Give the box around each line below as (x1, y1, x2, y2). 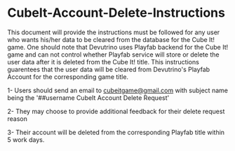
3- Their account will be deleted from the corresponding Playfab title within (7, 128, 225, 136)
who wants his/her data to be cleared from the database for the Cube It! (7, 35, 215, 43)
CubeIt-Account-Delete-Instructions (7, 5, 226, 21)
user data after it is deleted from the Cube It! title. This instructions (7, 57, 200, 66)
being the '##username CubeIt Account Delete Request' (7, 93, 170, 102)
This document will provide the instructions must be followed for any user (7, 28, 220, 36)
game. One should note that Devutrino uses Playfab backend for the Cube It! (7, 43, 229, 51)
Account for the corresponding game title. (7, 72, 128, 81)
